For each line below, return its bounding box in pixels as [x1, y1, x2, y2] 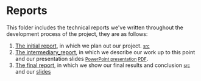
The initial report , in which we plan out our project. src [15, 42, 150, 49]
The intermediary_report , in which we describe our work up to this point [15, 48, 196, 55]
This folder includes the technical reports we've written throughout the [6, 24, 184, 31]
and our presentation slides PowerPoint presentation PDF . [15, 55, 149, 62]
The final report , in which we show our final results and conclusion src [15, 62, 191, 69]
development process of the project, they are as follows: [6, 30, 148, 37]
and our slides [15, 68, 51, 75]
